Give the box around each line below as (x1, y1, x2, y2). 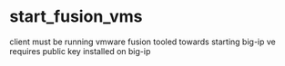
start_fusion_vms (9, 6, 143, 27)
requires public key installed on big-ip (9, 45, 151, 56)
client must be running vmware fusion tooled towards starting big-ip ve (9, 36, 276, 47)
